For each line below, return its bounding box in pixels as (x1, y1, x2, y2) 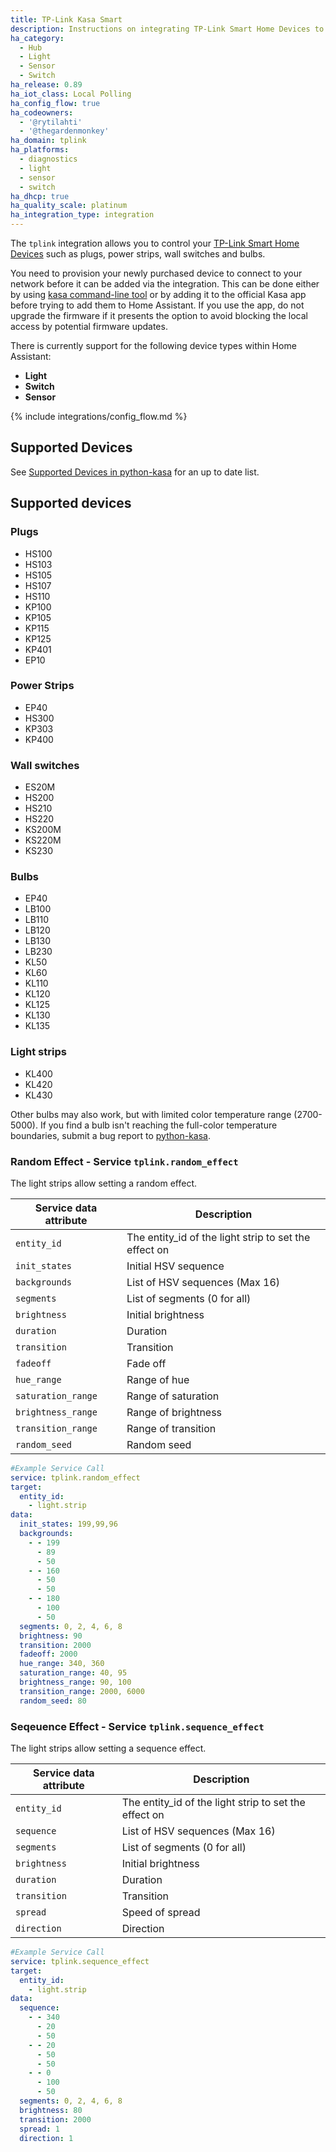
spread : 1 (19, 2124, 60, 2134)
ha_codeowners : (10, 107, 74, 118)
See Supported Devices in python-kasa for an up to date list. (10, 466, 260, 478)
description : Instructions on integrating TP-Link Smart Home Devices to (10, 24, 325, 34)
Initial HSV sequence (126, 1259, 225, 1273)
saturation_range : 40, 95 (19, 1668, 128, 1678)
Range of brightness (126, 1405, 223, 1419)
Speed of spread (121, 1906, 201, 1920)
